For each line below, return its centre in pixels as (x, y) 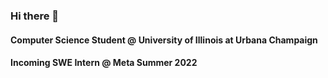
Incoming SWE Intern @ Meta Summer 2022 (104, 63)
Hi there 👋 (35, 16)
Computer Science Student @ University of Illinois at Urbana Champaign (164, 40)
